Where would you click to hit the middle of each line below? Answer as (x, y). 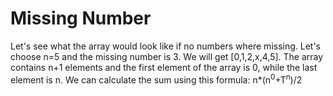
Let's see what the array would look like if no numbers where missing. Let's (166, 46)
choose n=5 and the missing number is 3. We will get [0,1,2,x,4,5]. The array (167, 56)
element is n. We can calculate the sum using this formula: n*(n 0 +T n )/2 (156, 79)
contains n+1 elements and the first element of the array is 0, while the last (164, 67)
